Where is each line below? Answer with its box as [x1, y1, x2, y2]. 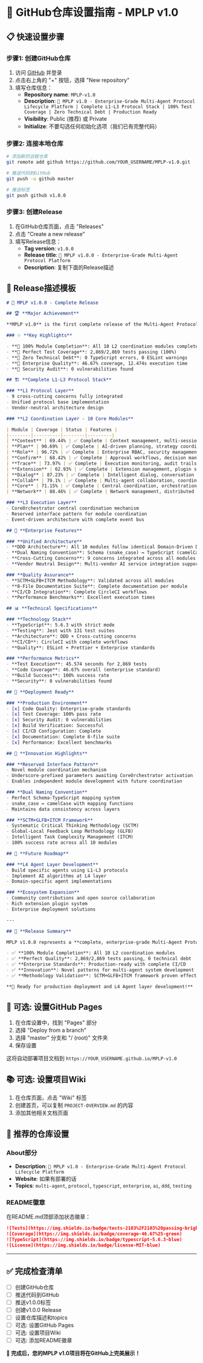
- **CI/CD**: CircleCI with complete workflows [6, 639, 129, 645]
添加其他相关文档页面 [14, 1109, 68, 1117]
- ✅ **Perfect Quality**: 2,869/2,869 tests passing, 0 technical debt [6, 956, 192, 962]
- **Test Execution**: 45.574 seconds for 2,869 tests [6, 661, 147, 667]
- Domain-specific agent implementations [6, 878, 112, 884]
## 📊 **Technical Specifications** [6, 605, 98, 611]
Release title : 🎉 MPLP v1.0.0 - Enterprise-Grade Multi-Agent [24, 251, 178, 258]
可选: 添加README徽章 [14, 1337, 72, 1344]
